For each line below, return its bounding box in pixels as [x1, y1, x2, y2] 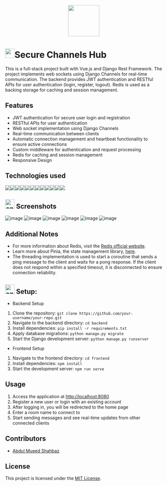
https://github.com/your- [79, 311, 133, 316]
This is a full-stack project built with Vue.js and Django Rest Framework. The [5, 65, 163, 71]
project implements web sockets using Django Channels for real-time [5, 71, 148, 77]
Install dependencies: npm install [12, 361, 82, 366]
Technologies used [5, 172, 66, 180]
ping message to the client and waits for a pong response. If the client [12, 259, 156, 265]
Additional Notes [5, 230, 59, 238]
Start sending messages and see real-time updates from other [12, 415, 141, 421]
